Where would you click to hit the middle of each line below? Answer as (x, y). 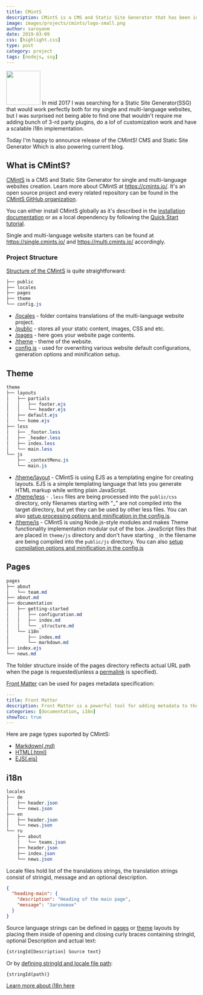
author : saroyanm (28, 29)
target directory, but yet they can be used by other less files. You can (101, 510)
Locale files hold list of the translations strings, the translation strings (92, 871)
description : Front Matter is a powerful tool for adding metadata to (97, 706)
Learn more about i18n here (40, 985)
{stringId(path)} (28, 974)
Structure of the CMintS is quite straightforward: (66, 271)
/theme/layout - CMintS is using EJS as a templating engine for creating (104, 477)
